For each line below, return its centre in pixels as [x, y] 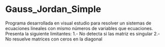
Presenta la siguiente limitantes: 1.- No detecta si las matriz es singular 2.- [82, 33]
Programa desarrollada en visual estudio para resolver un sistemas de [78, 23]
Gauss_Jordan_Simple [53, 9]
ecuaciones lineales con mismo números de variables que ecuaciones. [79, 28]
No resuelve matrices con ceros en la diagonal [54, 39]
